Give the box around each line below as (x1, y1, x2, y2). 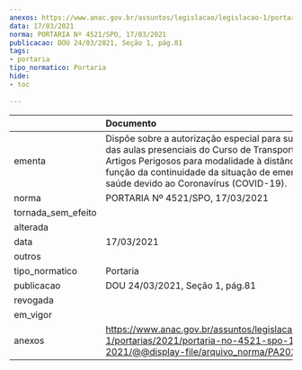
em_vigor (13, 308, 52, 321)
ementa (13, 154, 47, 167)
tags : (9, 47, 30, 56)
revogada (13, 294, 54, 306)
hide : (9, 72, 30, 81)
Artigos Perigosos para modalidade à (105, 154, 262, 167)
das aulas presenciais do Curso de (105, 143, 252, 155)
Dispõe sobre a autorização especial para (105, 132, 281, 145)
